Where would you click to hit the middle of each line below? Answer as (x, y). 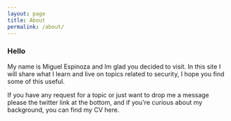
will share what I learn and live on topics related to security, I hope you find (116, 73)
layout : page (26, 14)
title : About (26, 20)
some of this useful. (36, 81)
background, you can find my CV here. (63, 110)
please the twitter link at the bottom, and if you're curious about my (105, 102)
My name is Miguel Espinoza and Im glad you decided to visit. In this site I (114, 66)
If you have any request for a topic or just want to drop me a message (108, 94)
